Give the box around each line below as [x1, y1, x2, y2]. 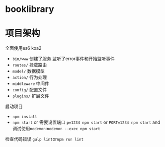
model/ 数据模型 [12, 68, 45, 74]
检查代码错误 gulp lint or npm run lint [5, 136, 83, 142]
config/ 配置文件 [12, 87, 47, 93]
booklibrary [5, 3, 55, 15]
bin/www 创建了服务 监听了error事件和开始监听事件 [12, 56, 115, 62]
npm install [12, 114, 37, 120]
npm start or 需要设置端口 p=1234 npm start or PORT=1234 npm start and [12, 119, 161, 125]
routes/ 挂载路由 [12, 62, 47, 68]
